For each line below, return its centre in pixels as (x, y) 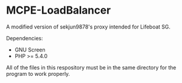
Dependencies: (25, 38)
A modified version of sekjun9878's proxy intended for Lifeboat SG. (88, 27)
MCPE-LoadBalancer (58, 10)
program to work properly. (38, 74)
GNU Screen (30, 50)
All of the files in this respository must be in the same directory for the (91, 67)
